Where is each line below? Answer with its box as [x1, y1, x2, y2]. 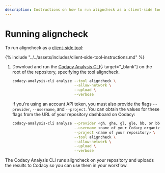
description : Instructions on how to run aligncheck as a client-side [5, 7, 153, 12]
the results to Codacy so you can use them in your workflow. [5, 163, 128, 169]
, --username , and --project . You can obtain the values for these [30, 106, 160, 112]
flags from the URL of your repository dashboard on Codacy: [12, 112, 136, 117]
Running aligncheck [5, 28, 88, 39]
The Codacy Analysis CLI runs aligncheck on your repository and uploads [5, 157, 154, 163]
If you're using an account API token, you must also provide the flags [12, 101, 152, 107]
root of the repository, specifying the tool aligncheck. [12, 69, 120, 75]
